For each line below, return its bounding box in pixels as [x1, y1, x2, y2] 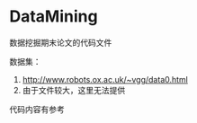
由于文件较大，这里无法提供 [22, 84, 126, 95]
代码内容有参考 [9, 103, 65, 114]
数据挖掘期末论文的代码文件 [9, 37, 112, 48]
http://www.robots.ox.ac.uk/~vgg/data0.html [22, 74, 189, 84]
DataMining [9, 6, 98, 27]
